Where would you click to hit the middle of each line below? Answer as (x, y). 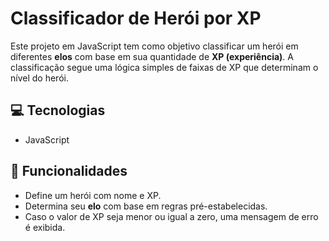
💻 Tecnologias (58, 110)
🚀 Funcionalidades (69, 171)
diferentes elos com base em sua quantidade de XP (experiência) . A (152, 56)
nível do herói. (39, 78)
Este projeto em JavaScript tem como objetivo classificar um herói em (154, 46)
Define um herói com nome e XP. (93, 195)
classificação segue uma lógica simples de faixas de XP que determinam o (164, 67)
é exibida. (45, 227)
